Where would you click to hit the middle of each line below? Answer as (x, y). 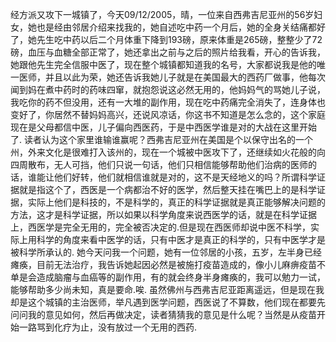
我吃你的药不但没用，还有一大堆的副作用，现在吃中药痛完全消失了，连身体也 (168, 102)
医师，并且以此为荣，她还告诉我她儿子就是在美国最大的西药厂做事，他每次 (172, 77)
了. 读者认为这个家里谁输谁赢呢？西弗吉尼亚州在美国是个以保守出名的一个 (161, 139)
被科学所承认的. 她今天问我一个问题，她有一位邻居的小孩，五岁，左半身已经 (166, 252)
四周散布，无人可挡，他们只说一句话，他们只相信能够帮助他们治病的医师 (159, 164)
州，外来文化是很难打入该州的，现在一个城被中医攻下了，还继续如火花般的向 (168, 152)
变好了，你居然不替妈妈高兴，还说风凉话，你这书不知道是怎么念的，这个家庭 (168, 114)
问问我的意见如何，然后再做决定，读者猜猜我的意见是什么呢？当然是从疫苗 (163, 314)
